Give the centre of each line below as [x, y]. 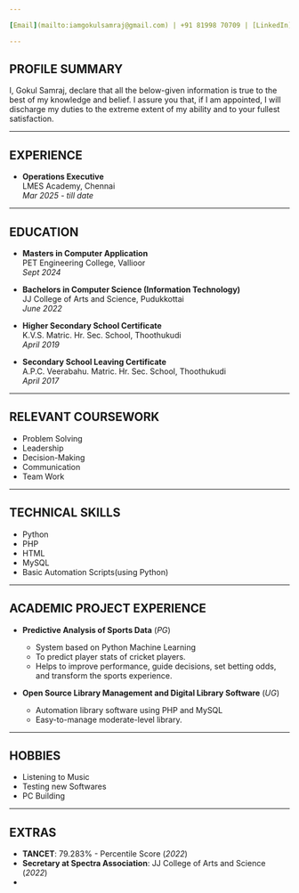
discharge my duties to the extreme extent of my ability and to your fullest [145, 110]
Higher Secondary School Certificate [92, 326]
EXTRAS [33, 832]
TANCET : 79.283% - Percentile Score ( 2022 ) [105, 854]
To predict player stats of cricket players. [110, 656]
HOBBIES [35, 755]
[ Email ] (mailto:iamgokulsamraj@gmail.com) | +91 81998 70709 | [129, 25]
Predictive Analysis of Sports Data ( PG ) [96, 629]
